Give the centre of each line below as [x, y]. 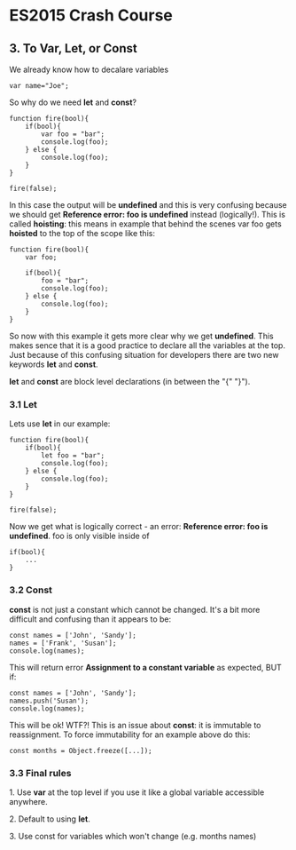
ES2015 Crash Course [91, 16]
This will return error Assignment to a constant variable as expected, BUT [145, 667]
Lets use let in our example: [60, 424]
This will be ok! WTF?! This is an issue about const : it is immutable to [135, 725]
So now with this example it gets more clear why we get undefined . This [141, 336]
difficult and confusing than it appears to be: [90, 619]
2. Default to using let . [50, 819]
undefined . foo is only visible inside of [79, 536]
